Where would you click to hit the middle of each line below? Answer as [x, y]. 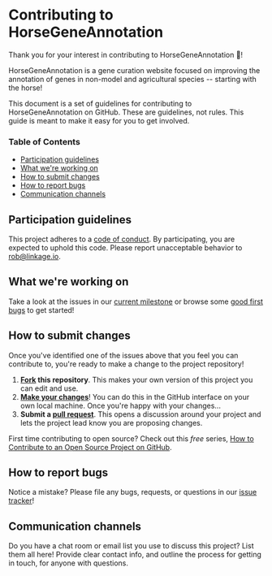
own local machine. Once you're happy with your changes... [121, 405]
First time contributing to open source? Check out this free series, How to [131, 438]
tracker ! [22, 500]
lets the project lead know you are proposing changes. [111, 422]
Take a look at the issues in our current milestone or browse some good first [136, 301]
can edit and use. [49, 388]
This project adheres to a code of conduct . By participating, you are [122, 239]
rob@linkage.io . [35, 257]
